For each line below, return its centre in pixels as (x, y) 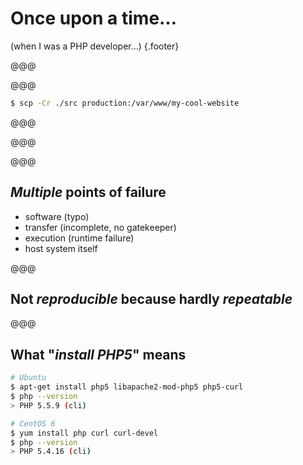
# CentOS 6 (33, 423)
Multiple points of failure (88, 192)
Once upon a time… (94, 18)
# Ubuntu (28, 378)
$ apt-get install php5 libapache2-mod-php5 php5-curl (127, 387)
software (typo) (57, 216)
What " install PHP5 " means (98, 354)
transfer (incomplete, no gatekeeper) (100, 227)
